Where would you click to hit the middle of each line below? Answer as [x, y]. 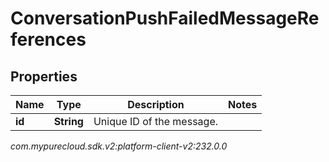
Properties [44, 76]
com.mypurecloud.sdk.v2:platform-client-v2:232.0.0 [119, 146]
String [68, 121]
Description [156, 104]
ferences [48, 39]
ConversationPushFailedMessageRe [165, 18]
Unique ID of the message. [155, 121]
